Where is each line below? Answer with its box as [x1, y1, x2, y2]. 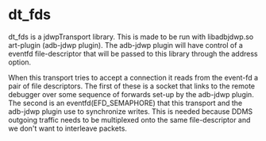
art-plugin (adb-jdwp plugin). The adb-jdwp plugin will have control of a [8, 40, 244, 49]
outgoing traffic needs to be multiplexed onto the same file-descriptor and [8, 115, 251, 124]
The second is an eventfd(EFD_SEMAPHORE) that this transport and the [8, 98, 243, 108]
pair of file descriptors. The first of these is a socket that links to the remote [8, 81, 256, 91]
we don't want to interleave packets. [8, 123, 127, 133]
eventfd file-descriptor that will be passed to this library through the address [8, 49, 258, 58]
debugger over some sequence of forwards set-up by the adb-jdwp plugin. [8, 89, 254, 99]
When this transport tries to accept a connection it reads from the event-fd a [8, 72, 259, 82]
